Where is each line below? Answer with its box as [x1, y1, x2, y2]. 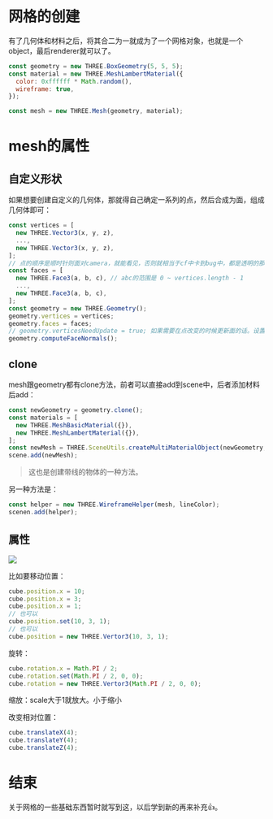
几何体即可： [8, 205, 51, 215]
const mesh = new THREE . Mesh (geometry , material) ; [8, 107, 184, 115]
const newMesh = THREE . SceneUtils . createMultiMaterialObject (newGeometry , [8, 444, 267, 452]
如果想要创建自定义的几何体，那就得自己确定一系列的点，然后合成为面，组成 [8, 195, 265, 205]
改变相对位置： [8, 713, 58, 722]
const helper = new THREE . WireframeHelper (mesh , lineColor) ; [8, 500, 220, 509]
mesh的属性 [8, 137, 90, 155]
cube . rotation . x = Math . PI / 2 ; [8, 664, 118, 673]
